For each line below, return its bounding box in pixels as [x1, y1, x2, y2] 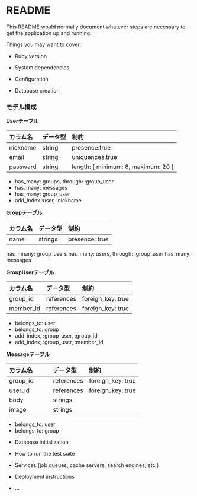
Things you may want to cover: [6, 41, 82, 48]
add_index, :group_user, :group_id [14, 332, 98, 339]
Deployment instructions [14, 473, 75, 481]
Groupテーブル [6, 209, 43, 217]
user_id [9, 386, 30, 395]
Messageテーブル [6, 351, 50, 358]
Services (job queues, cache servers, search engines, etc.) [14, 462, 159, 469]
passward [9, 163, 37, 171]
